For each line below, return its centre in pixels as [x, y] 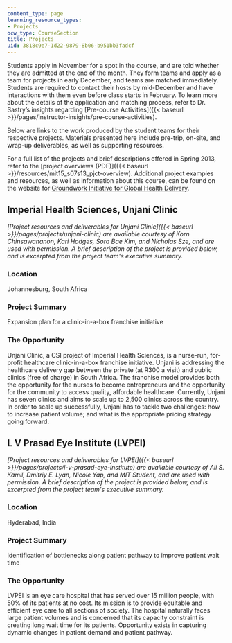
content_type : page [35, 14]
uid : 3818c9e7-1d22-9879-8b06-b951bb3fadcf [71, 46]
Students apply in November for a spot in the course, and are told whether [113, 65]
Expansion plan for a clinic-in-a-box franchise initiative [86, 322]
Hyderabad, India [32, 522]
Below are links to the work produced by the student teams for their [104, 130]
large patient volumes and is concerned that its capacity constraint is [106, 618]
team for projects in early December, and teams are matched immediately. [113, 80]
